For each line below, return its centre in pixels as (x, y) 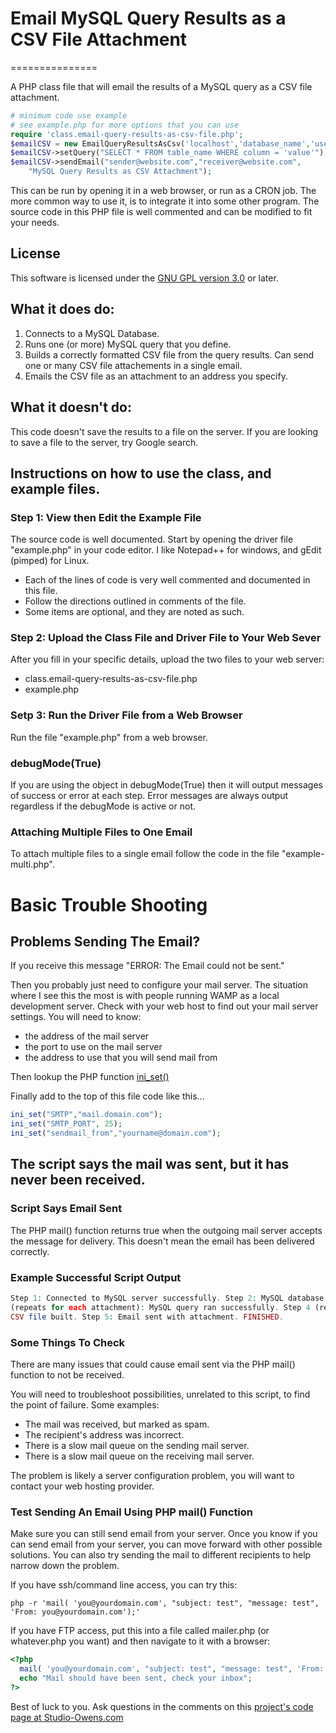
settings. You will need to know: (76, 1017)
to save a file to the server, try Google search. (104, 442)
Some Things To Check (68, 1342)
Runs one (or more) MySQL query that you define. (128, 344)
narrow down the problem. (65, 1566)
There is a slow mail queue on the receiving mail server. (139, 1456)
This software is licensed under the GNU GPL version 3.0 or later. (144, 278)
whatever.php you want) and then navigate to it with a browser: (140, 1641)
